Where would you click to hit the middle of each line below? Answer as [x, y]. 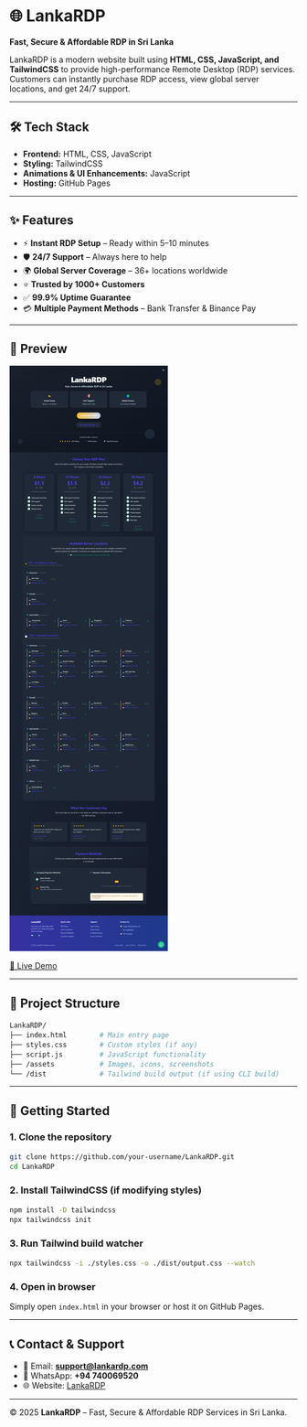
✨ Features [42, 220]
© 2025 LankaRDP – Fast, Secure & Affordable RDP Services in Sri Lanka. [148, 1412]
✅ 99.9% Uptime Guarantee [77, 297]
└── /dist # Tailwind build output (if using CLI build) [145, 1074]
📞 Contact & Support [67, 1344]
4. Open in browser [53, 1287]
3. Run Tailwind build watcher [76, 1243]
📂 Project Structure [65, 1003]
